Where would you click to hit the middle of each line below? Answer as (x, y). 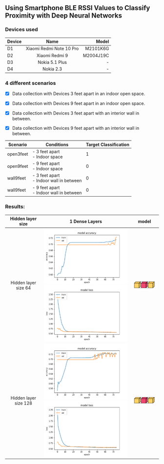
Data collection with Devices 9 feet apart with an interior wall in (76, 128)
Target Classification (108, 144)
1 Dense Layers (86, 221)
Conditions (57, 144)
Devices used (21, 30)
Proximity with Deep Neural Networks (63, 16)
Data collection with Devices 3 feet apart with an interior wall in (76, 113)
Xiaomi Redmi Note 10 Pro (52, 49)
